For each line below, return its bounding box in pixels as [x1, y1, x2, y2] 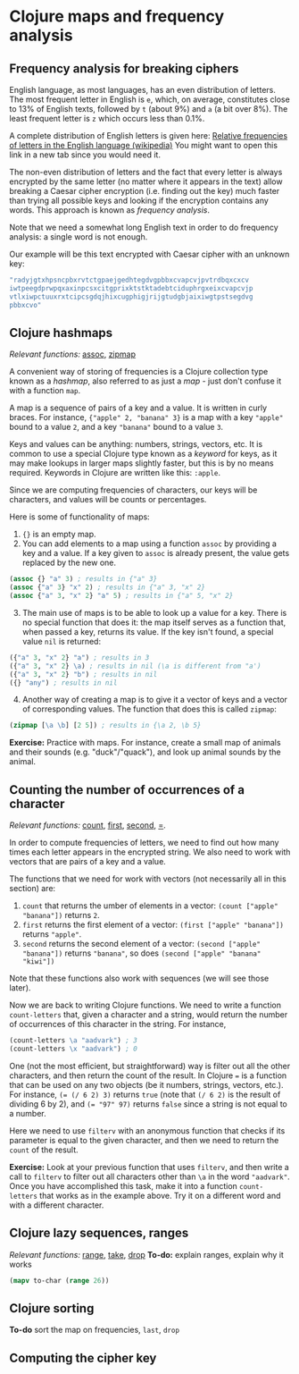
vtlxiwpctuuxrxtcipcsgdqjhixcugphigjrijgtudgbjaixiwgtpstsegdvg [9, 292, 253, 301]
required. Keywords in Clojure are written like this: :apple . [9, 468, 221, 478]
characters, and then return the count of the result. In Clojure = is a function [9, 1070, 287, 1081]
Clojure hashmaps [9, 325, 113, 341]
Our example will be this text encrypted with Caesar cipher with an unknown [9, 249, 290, 259]
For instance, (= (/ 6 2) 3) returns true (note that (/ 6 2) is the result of [9, 1089, 281, 1100]
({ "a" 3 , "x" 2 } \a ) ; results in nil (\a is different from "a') [9, 662, 262, 670]
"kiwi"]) [21, 957, 55, 966]
